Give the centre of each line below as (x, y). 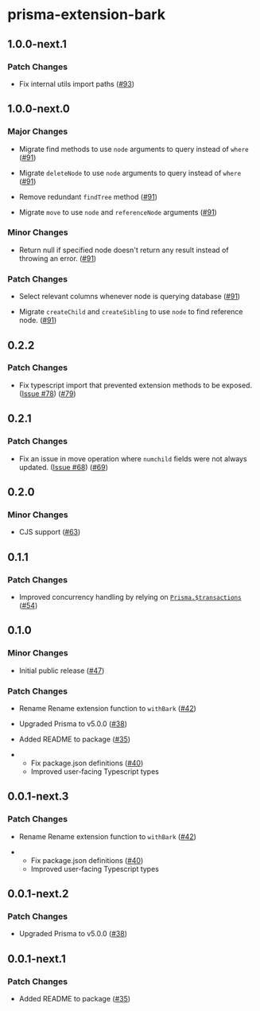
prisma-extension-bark (87, 15)
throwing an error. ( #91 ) (58, 258)
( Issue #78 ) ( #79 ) (47, 393)
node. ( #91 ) (38, 321)
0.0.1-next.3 (38, 797)
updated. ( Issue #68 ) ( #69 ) (63, 467)
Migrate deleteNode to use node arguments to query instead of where (130, 173)
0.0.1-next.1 (37, 959)
